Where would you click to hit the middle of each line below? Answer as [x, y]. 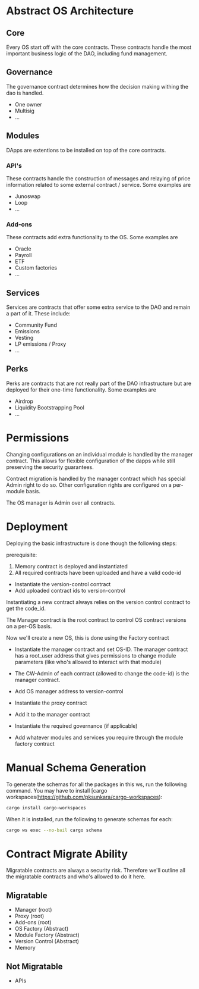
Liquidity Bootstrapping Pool [49, 407]
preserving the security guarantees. [50, 467]
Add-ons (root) [33, 922]
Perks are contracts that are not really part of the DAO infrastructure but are [99, 383]
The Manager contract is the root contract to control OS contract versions [96, 619]
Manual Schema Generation [76, 767]
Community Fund [36, 325]
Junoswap [28, 196]
